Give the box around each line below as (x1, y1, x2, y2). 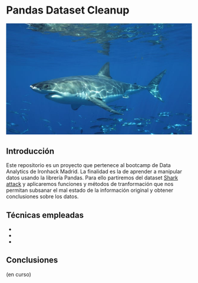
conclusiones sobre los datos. (6, 193, 79, 200)
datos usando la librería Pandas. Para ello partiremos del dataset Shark (6, 174, 179, 181)
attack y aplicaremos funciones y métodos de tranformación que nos (6, 181, 174, 188)
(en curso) (6, 271, 31, 278)
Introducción (6, 146, 55, 156)
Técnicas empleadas (6, 210, 84, 220)
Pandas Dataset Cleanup (6, 4, 130, 17)
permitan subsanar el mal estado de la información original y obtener (6, 187, 174, 194)
